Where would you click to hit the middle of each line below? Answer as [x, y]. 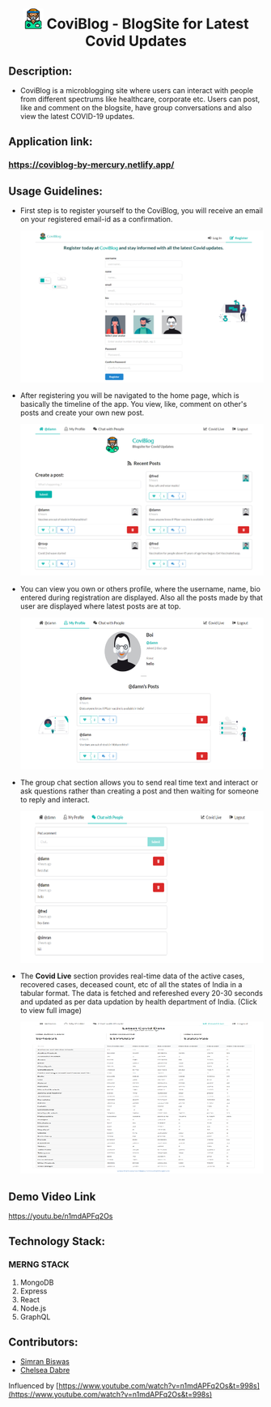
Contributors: [43, 1343]
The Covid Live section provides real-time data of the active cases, [132, 976]
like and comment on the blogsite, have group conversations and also [136, 108]
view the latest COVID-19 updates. [77, 116]
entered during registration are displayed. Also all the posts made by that [141, 598]
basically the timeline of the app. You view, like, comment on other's [133, 404]
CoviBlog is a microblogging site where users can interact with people [136, 90]
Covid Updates [136, 41]
